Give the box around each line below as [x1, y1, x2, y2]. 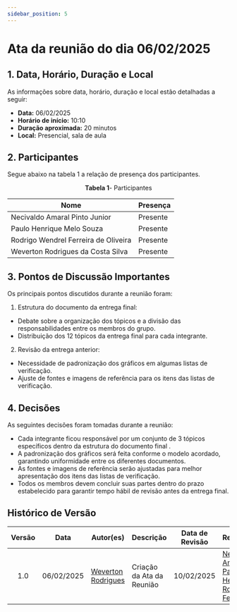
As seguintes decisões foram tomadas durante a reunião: [7, 421, 174, 429]
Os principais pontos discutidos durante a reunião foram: [7, 290, 173, 298]
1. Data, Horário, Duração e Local [7, 68, 154, 81]
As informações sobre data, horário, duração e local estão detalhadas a [7, 87, 215, 96]
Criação [131, 562, 158, 572]
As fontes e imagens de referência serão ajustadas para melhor [17, 465, 202, 473]
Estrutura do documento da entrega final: [17, 303, 138, 312]
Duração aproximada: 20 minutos [17, 123, 117, 132]
